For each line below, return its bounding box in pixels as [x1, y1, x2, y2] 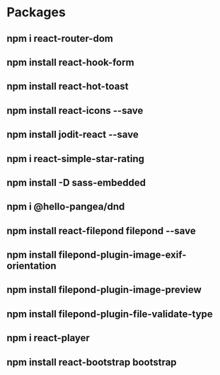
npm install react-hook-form [6, 56, 135, 68]
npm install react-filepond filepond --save [6, 224, 196, 237]
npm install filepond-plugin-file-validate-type [6, 308, 213, 320]
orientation [6, 260, 57, 272]
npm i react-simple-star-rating [6, 153, 144, 165]
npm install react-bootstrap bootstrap [6, 356, 178, 368]
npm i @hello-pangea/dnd [6, 201, 125, 213]
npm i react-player [6, 332, 90, 344]
